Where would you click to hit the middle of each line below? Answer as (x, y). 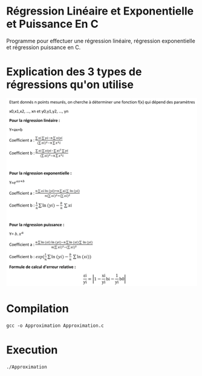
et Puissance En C (52, 24)
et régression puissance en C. (44, 47)
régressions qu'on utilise (70, 85)
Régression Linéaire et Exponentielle (100, 11)
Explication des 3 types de (74, 72)
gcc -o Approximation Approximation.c (55, 326)
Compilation (37, 308)
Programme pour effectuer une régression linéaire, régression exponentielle (101, 41)
